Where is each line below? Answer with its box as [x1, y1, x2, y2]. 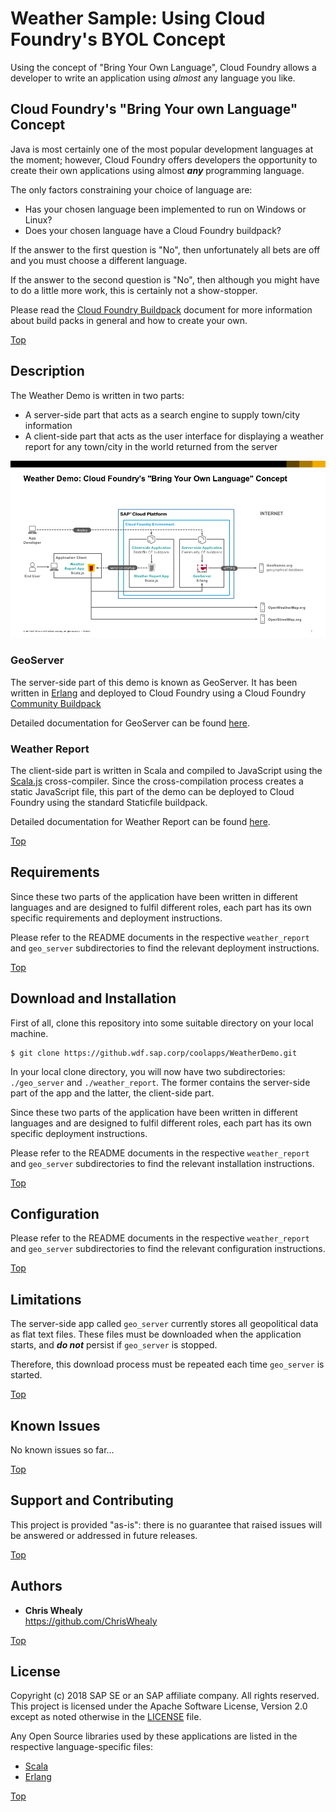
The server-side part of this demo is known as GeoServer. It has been [10, 676, 298, 688]
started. [10, 1369, 43, 1381]
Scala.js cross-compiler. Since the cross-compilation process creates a [10, 775, 304, 787]
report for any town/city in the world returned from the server [24, 440, 278, 452]
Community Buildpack [10, 697, 102, 709]
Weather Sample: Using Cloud [10, 7, 266, 30]
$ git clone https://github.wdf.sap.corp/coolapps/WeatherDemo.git [10, 1048, 298, 1058]
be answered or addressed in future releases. [10, 1529, 198, 1541]
